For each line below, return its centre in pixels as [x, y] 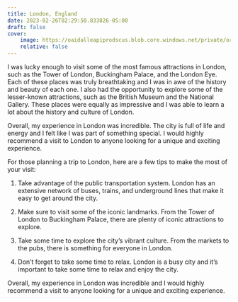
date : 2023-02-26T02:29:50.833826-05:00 [68, 21]
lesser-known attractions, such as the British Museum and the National [110, 97]
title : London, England [42, 14]
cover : [17, 34]
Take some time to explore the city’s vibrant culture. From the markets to [123, 240]
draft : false [27, 27]
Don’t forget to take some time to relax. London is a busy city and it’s [118, 262]
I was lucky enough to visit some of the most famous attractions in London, [117, 67]
